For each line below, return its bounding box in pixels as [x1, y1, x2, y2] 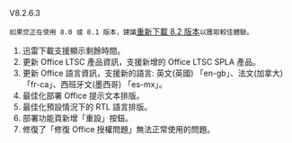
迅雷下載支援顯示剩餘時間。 [22, 45, 126, 56]
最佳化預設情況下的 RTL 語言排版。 [22, 102, 153, 112]
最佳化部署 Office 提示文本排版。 [22, 90, 145, 101]
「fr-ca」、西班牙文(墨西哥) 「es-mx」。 [22, 79, 168, 89]
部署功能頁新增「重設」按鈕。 [22, 112, 133, 123]
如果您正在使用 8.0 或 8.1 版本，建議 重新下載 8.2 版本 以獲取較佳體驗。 [9, 26, 254, 37]
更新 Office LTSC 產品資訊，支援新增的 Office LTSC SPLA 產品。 [22, 57, 261, 67]
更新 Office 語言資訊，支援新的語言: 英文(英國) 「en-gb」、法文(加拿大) [22, 67, 284, 78]
